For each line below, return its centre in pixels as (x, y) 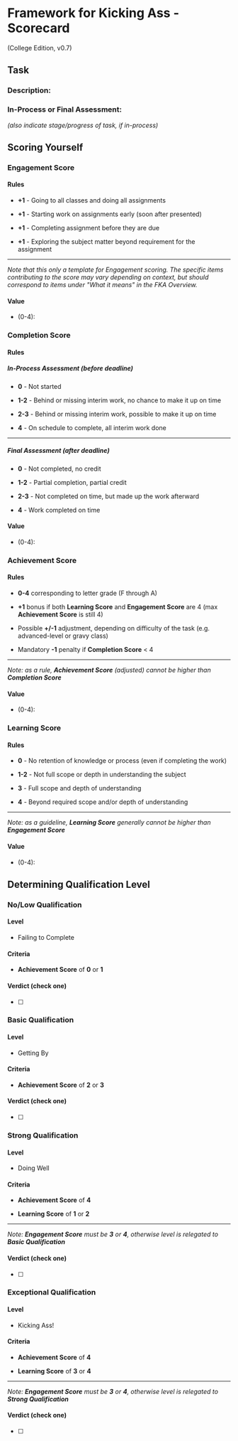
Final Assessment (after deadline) (58, 451)
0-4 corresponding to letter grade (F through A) (87, 593)
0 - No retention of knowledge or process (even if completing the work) (122, 761)
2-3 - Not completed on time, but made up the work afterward (108, 496)
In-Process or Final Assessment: (65, 109)
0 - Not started (39, 386)
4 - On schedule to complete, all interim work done (92, 427)
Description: (29, 90)
